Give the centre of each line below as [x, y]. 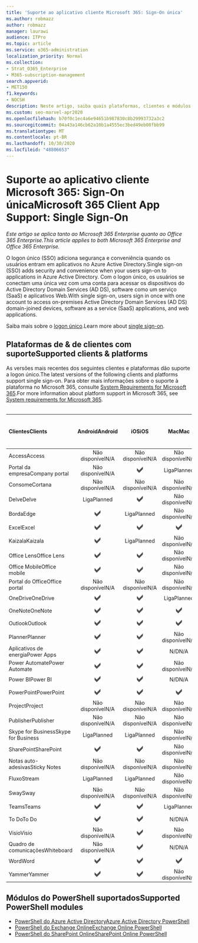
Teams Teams [25, 806]
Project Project [26, 706]
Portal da [19, 467]
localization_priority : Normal [44, 56]
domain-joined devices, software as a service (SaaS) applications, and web [98, 308]
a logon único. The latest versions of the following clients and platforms [92, 374]
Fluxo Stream [24, 779]
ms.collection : [25, 62]
